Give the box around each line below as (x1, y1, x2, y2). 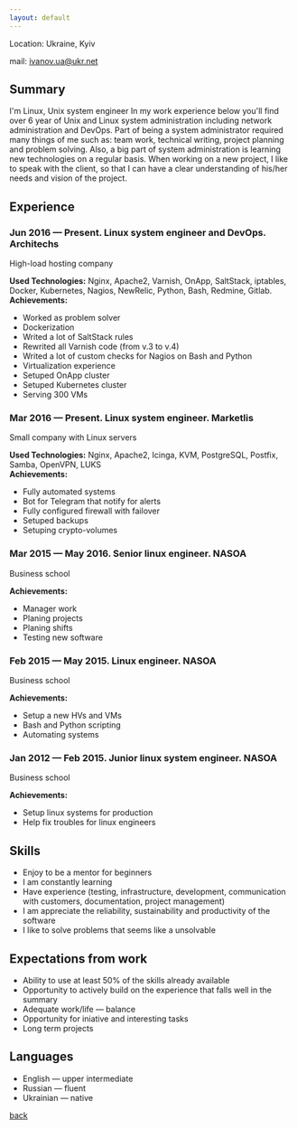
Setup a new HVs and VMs (22, 710, 122, 721)
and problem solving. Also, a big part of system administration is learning (9, 144, 282, 155)
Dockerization (22, 322, 75, 333)
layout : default (9, 13, 70, 23)
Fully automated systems (22, 486, 116, 497)
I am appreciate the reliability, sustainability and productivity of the (22, 906, 271, 917)
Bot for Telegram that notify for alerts (22, 496, 161, 507)
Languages (9, 1049, 74, 1065)
